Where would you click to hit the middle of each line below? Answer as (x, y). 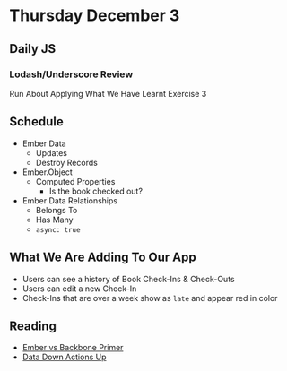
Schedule (37, 122)
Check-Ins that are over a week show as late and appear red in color (150, 298)
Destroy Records (67, 162)
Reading (33, 326)
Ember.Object (48, 172)
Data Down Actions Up (64, 357)
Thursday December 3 (95, 16)
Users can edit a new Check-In (79, 289)
